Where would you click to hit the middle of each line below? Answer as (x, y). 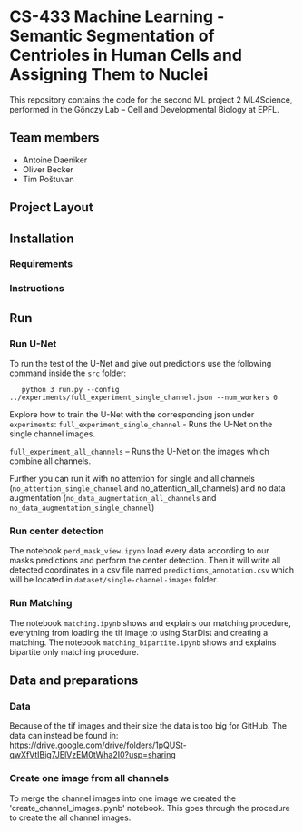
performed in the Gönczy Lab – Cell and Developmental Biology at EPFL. (144, 109)
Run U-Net (33, 344)
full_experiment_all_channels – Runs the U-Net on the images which (139, 452)
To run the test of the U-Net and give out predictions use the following (141, 364)
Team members (54, 138)
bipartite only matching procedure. (74, 651)
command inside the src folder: (68, 373)
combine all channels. (50, 461)
